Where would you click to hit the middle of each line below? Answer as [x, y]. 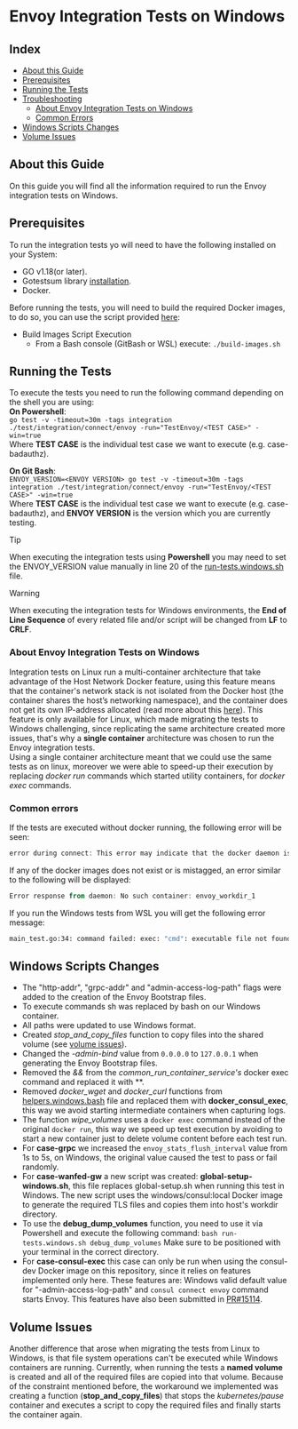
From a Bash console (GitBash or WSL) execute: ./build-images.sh [158, 343]
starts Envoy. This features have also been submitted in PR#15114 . [142, 1299]
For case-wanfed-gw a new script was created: [110, 1177]
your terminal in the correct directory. [90, 1252]
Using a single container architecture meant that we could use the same [141, 756]
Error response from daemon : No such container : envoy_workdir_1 [132, 896]
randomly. [40, 1167]
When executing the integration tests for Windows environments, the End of [148, 611]
